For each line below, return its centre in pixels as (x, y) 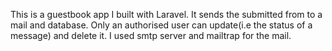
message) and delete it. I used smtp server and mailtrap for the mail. (151, 35)
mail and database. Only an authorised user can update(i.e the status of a (161, 25)
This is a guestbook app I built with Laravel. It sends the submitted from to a (166, 14)
